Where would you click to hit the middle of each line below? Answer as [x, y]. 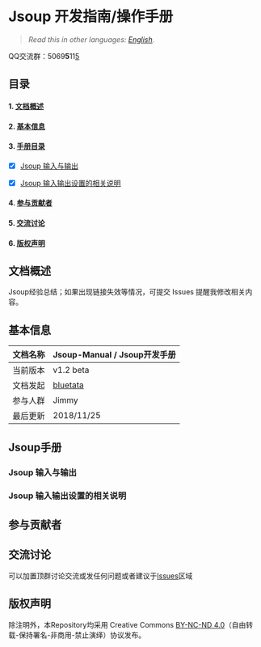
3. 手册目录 [27, 146]
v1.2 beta [71, 370]
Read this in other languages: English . [91, 39]
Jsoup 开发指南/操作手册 [91, 17]
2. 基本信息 [27, 126]
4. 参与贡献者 [30, 203]
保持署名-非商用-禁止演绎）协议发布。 [82, 635]
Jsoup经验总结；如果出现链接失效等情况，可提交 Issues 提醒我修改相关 [127, 292]
